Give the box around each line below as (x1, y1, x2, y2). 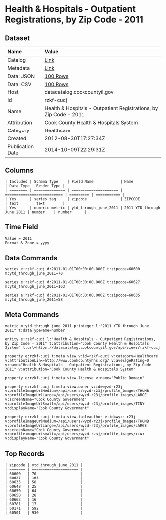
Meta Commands (5, 310, 59, 319)
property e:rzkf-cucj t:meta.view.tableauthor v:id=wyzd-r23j (5, 414, 136, 420)
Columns (5, 166, 34, 174)
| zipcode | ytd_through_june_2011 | (5, 463, 83, 468)
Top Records (5, 449, 45, 458)
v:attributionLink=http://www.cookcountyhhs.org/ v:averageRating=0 (5, 358, 149, 363)
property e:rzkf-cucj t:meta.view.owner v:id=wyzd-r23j (5, 384, 123, 389)
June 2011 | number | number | (5, 209, 87, 215)
